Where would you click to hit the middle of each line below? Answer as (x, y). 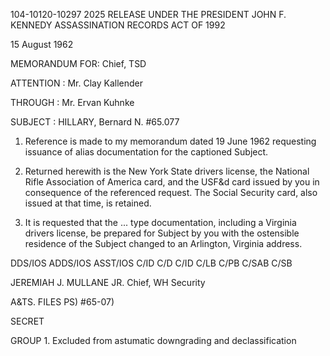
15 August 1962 (42, 44)
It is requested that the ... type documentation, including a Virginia (160, 222)
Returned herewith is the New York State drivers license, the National (167, 171)
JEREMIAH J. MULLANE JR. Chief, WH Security (108, 282)
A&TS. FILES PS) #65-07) (62, 302)
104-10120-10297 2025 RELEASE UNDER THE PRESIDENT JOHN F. (148, 14)
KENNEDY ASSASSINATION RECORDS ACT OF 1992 (118, 25)
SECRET (27, 321)
